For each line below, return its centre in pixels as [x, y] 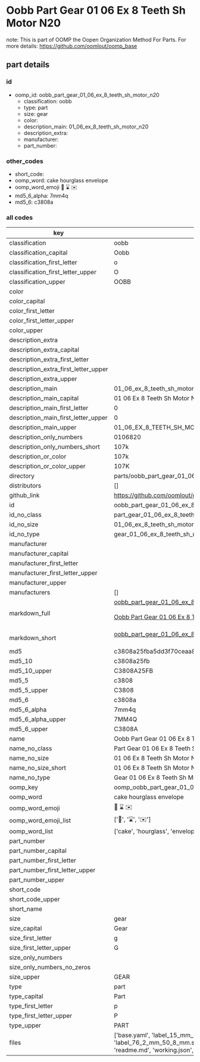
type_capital [26, 996]
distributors [25, 486]
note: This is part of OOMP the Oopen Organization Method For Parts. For [96, 39]
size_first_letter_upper [40, 948]
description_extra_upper [43, 379]
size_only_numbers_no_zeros [50, 967]
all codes [20, 217]
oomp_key [24, 787]
